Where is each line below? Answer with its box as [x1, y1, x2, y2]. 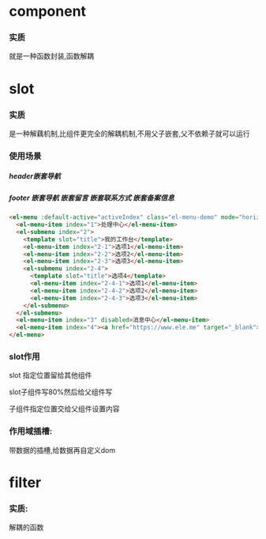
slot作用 [9, 351, 40, 362]
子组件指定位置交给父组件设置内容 [9, 404, 120, 413]
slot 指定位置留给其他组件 [9, 371, 92, 380]
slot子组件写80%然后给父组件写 [9, 387, 113, 397]
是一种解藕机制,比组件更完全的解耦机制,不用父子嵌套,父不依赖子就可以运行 [9, 129, 251, 138]
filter [9, 473, 42, 492]
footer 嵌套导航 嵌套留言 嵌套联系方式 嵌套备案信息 [9, 193, 174, 202]
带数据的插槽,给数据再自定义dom [9, 445, 116, 454]
